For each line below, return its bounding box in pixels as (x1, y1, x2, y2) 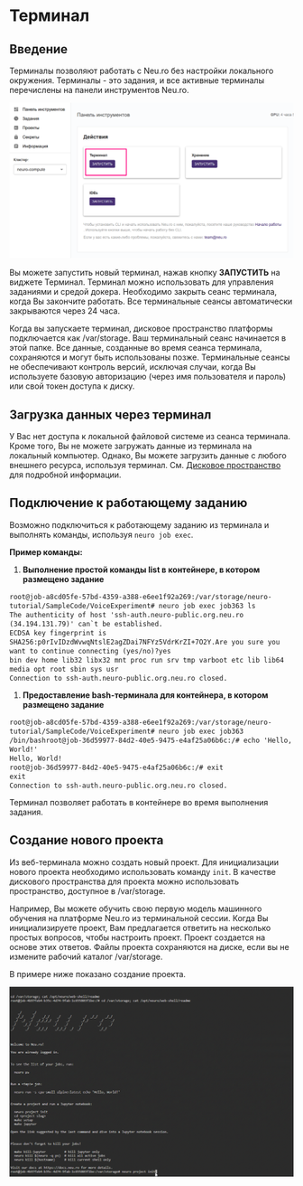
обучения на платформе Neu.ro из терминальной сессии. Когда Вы (9, 912, 269, 923)
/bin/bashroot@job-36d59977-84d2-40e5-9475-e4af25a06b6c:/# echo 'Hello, (9, 736, 293, 745)
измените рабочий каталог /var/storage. (9, 951, 163, 962)
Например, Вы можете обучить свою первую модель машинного (9, 903, 262, 914)
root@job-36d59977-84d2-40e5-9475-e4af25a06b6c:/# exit (9, 763, 224, 772)
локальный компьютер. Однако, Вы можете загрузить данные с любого (9, 449, 287, 461)
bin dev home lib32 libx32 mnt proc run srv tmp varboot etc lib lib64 (9, 655, 284, 664)
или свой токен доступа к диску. (9, 381, 135, 391)
